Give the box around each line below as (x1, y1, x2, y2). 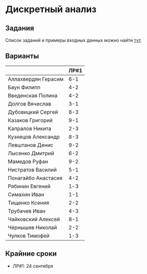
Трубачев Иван (8, 207, 46, 214)
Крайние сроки (5, 250, 57, 258)
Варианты (5, 52, 39, 60)
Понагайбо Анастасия (8, 174, 63, 181)
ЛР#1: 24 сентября (12, 263, 53, 269)
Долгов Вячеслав (8, 100, 51, 107)
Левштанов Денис (8, 141, 53, 148)
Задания (5, 24, 35, 32)
